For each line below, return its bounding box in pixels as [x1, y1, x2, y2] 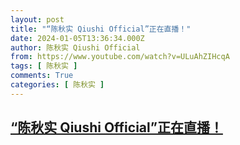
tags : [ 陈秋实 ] [10, 61, 78, 71]
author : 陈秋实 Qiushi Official [10, 42, 141, 53]
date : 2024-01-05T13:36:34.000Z [10, 33, 145, 43]
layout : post [10, 14, 65, 25]
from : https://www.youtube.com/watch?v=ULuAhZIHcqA [10, 52, 230, 62]
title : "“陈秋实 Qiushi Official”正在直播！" [10, 24, 192, 34]
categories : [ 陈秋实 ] [10, 80, 105, 90]
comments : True [10, 71, 74, 81]
